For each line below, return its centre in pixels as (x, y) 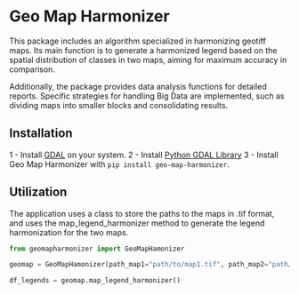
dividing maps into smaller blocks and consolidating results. (119, 105)
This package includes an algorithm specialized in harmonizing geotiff (138, 41)
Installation (41, 134)
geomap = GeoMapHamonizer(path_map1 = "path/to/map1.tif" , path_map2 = (139, 265)
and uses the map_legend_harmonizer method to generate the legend (137, 223)
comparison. (32, 69)
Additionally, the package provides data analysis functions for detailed (138, 86)
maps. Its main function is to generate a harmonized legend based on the (143, 50)
